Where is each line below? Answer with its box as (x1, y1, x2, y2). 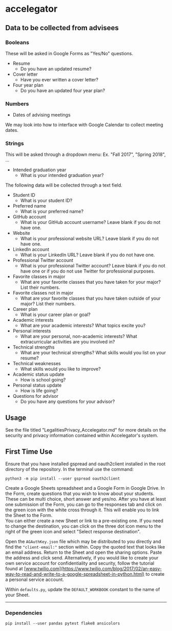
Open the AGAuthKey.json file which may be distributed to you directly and (5, 538, 161, 545)
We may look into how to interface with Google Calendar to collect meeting (5, 122, 163, 128)
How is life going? (20, 388, 58, 394)
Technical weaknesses (12, 360, 61, 367)
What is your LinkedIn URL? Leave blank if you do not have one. (20, 252, 155, 258)
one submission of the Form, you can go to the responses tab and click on (5, 502, 162, 508)
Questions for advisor (12, 393, 59, 399)
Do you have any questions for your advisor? (20, 398, 115, 404)
